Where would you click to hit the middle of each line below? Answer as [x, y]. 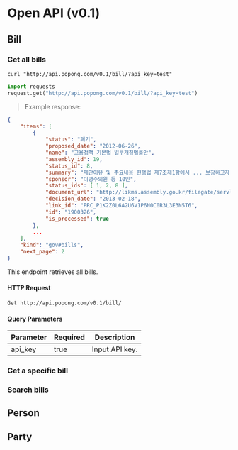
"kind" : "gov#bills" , [52, 245]
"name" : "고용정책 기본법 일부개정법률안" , [100, 153]
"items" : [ [36, 126]
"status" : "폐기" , [71, 140]
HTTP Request [29, 288]
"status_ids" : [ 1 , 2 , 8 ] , [87, 186]
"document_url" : [69, 192]
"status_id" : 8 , [69, 166]
